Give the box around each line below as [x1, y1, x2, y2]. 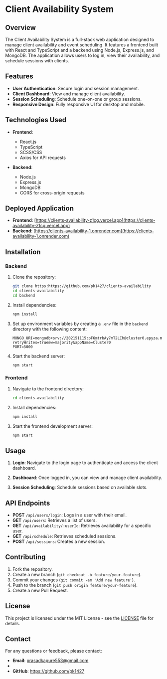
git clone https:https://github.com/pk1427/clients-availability [12, 284, 151, 289]
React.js [19, 139, 36, 145]
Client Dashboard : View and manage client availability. [12, 91, 126, 97]
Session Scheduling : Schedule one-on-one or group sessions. [12, 96, 142, 102]
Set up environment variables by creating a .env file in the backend [12, 321, 148, 327]
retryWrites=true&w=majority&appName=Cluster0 [12, 340, 111, 345]
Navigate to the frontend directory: [12, 385, 84, 392]
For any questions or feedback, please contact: [5, 648, 102, 654]
